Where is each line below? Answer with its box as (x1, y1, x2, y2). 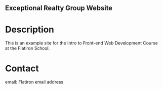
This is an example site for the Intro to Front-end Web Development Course (5, 40, 158, 46)
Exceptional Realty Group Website (5, 4, 113, 12)
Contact (5, 63, 39, 74)
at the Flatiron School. (5, 45, 50, 51)
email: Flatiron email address (5, 79, 64, 85)
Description (5, 24, 54, 35)
